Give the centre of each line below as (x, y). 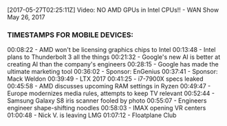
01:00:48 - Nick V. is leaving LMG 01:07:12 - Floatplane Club (92, 115)
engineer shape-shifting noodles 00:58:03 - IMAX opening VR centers (107, 108)
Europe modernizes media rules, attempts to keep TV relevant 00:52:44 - (111, 93)
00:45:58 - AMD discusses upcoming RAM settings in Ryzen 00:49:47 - (109, 86)
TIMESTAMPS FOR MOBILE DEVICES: (71, 35)
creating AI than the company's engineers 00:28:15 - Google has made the (113, 64)
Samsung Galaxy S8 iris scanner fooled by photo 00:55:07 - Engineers (107, 101)
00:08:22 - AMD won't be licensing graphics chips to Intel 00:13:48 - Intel (111, 50)
